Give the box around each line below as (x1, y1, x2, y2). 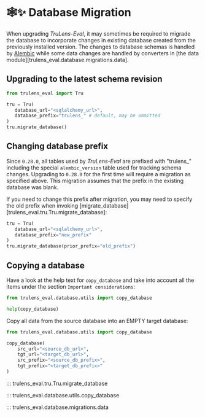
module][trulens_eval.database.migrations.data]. (6, 56, 129, 63)
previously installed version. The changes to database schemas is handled (6, 43, 195, 50)
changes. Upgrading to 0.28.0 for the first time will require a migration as (6, 170, 191, 177)
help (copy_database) (6, 306, 60, 312)
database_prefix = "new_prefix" (14, 232, 92, 238)
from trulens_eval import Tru (6, 90, 84, 96)
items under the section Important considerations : (6, 283, 136, 290)
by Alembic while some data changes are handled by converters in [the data (6, 49, 199, 57)
